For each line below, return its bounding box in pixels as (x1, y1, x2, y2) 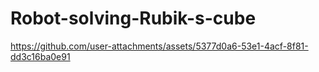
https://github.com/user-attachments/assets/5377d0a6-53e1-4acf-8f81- (10, 40, 309, 52)
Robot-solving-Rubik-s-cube (10, 7, 257, 30)
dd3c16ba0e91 (10, 50, 71, 62)
